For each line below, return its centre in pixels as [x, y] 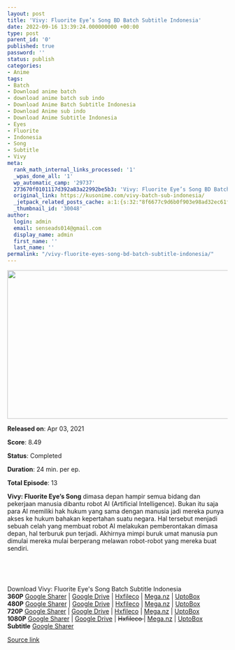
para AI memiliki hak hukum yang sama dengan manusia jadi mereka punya [115, 511]
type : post [23, 33]
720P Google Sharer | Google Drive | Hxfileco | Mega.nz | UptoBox [104, 611]
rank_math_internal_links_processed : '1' [75, 169]
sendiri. [18, 548]
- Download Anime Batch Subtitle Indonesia [72, 105]
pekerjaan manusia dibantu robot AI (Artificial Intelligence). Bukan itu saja [113, 504]
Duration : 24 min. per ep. [44, 469]
